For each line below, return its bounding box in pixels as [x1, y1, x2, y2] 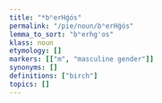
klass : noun [9, 38, 54, 47]
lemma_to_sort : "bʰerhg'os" [9, 30, 115, 39]
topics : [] [9, 80, 50, 89]
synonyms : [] [9, 64, 58, 73]
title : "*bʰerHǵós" [9, 13, 82, 22]
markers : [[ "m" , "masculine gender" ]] [9, 55, 154, 64]
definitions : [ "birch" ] [9, 72, 98, 81]
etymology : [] [9, 47, 63, 56]
